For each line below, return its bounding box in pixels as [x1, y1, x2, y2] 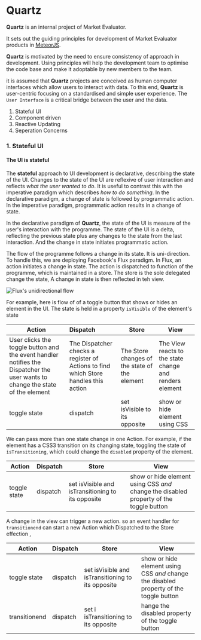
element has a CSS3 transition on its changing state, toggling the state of [6, 442, 187, 449]
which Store [69, 369, 103, 378]
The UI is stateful [6, 157, 50, 164]
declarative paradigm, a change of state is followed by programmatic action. [6, 195, 194, 203]
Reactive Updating [14, 120, 61, 127]
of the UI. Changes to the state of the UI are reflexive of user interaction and [6, 176, 194, 183]
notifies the [9, 358, 41, 366]
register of [69, 354, 99, 363]
